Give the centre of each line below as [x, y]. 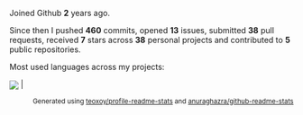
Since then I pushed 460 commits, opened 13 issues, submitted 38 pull [142, 30]
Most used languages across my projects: [87, 67]
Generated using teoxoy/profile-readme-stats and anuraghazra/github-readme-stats [163, 102]
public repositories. [45, 49]
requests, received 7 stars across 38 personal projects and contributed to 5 [150, 40]
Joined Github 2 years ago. [60, 13]
